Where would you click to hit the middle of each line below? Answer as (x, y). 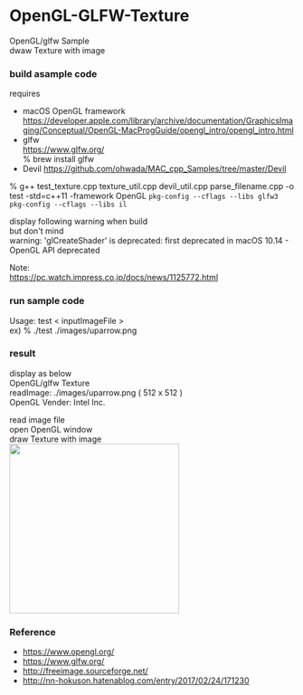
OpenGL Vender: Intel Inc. (57, 402)
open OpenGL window (51, 429)
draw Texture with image (56, 439)
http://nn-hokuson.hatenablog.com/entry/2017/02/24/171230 (136, 681)
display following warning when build (79, 222)
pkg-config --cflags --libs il (68, 205)
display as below (41, 373)
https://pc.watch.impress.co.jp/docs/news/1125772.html (114, 278)
